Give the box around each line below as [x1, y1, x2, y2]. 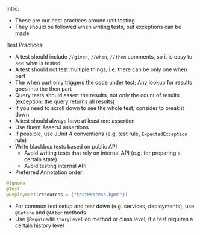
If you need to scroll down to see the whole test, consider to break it [14, 105, 184, 111]
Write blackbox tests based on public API [14, 143, 117, 150]
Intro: [6, 5, 20, 12]
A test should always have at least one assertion [14, 117, 135, 124]
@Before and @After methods [14, 208, 86, 216]
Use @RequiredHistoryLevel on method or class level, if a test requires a [14, 215, 193, 222]
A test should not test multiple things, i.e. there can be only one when [14, 66, 187, 73]
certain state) [23, 156, 57, 163]
